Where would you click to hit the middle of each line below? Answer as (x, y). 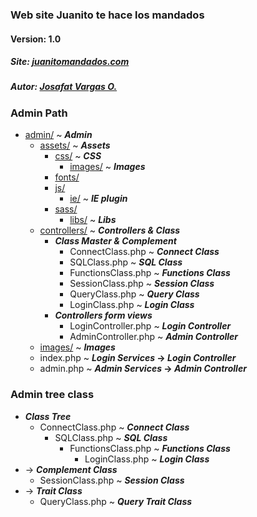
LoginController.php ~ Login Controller (150, 326)
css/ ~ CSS (78, 156)
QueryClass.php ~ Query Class (134, 294)
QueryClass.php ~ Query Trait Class (116, 501)
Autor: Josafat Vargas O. (64, 87)
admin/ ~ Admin (58, 135)
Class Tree (48, 416)
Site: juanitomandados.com (70, 62)
